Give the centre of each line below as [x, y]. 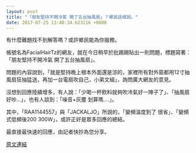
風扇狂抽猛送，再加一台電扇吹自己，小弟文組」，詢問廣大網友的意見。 [90, 79]
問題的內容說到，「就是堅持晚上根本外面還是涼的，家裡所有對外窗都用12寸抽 [98, 72]
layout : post [22, 11]
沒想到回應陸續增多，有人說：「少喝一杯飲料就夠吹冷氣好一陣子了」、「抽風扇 [98, 92]
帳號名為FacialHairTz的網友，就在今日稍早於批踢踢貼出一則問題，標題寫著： [99, 52]
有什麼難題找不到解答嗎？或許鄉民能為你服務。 [63, 40]
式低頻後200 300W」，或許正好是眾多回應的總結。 [67, 119]
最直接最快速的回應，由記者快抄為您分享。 [58, 132]
